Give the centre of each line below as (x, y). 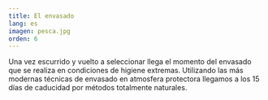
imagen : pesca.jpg (39, 31)
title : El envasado (41, 16)
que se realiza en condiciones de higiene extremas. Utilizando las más (126, 71)
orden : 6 (23, 39)
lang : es (23, 24)
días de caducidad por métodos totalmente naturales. (98, 88)
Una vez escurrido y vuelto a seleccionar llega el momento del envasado (130, 62)
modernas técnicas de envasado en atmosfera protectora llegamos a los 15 (134, 79)
